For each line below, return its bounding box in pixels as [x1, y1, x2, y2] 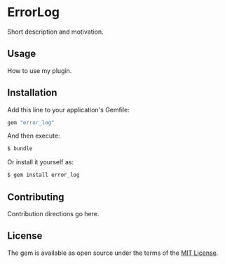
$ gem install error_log [7, 171, 80, 179]
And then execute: [7, 131, 60, 140]
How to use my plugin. [7, 66, 72, 74]
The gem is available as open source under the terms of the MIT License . [7, 249, 219, 257]
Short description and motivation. [7, 27, 104, 36]
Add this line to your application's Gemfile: [7, 105, 130, 114]
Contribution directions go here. [7, 210, 100, 218]
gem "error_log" [7, 119, 55, 126]
